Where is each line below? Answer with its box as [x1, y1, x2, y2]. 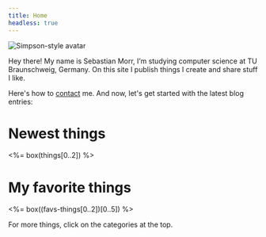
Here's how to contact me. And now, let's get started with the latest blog [8, 88, 244, 97]
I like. [8, 73, 26, 82]
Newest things [8, 124, 106, 143]
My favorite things [8, 178, 132, 197]
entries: [8, 97, 33, 106]
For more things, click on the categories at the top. [8, 220, 173, 230]
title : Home [8, 11, 47, 20]
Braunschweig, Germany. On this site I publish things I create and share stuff [8, 64, 258, 74]
